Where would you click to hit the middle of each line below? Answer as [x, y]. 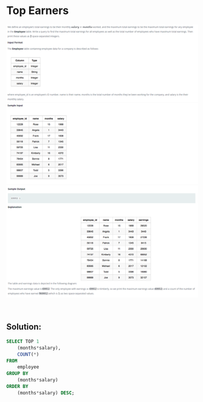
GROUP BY [17, 374]
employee [28, 367]
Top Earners [38, 11]
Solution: [24, 327]
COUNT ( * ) [28, 354]
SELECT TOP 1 [23, 341]
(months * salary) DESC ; [46, 393]
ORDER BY [17, 387]
